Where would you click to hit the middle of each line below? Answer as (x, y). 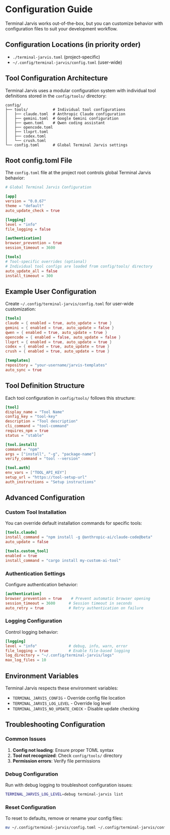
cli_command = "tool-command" (37, 426)
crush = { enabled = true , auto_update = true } (57, 351)
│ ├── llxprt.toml (27, 132)
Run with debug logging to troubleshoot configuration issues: (69, 785)
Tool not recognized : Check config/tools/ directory (67, 755)
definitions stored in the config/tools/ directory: (56, 96)
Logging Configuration (34, 621)
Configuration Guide (49, 9)
